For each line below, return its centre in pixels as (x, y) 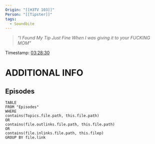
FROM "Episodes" (22, 107)
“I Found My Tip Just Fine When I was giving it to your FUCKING (84, 38)
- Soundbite (22, 24)
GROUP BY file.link (25, 138)
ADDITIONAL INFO (44, 73)
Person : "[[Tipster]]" (29, 14)
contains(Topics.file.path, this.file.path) (52, 116)
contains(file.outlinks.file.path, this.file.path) (60, 125)
